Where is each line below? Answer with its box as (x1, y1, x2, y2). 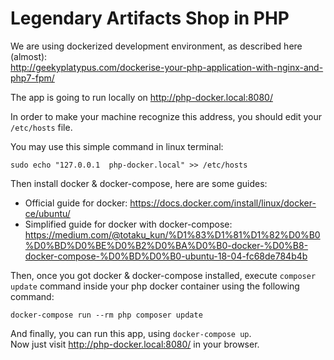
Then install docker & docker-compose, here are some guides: (10, 177, 268, 189)
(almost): (10, 50, 48, 62)
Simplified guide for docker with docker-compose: (24, 218, 233, 230)
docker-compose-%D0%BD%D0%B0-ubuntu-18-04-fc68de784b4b (24, 250, 308, 262)
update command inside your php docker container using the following (10, 280, 300, 292)
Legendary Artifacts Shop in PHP (10, 7, 290, 30)
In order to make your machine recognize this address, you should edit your (10, 110, 322, 122)
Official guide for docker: (24, 197, 128, 209)
